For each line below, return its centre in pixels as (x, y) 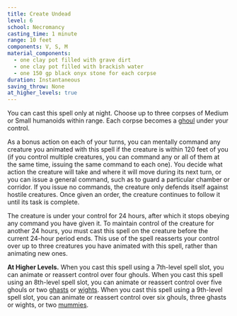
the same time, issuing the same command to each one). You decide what (115, 164)
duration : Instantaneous (44, 80)
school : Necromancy (36, 27)
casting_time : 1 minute (42, 34)
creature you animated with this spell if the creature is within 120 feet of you (118, 149)
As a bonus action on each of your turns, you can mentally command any (114, 142)
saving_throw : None (36, 86)
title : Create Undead (39, 14)
